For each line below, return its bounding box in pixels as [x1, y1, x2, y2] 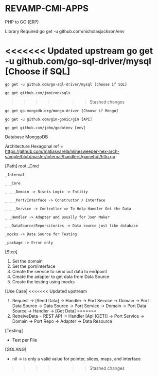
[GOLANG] [5, 346, 27, 352]
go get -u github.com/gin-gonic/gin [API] [5, 117, 92, 122]
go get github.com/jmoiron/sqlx [5, 90, 70, 95]
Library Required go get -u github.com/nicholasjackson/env [5, 28, 125, 34]
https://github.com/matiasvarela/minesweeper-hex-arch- [5, 148, 120, 154]
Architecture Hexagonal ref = [5, 143, 63, 149]
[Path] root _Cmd [5, 163, 39, 169]
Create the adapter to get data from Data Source [12, 274, 109, 279]
